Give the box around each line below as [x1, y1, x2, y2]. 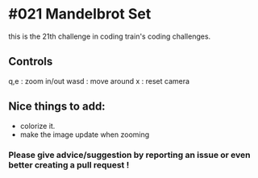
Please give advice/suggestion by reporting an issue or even [8, 150, 251, 161]
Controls [8, 55, 53, 68]
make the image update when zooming [19, 130, 150, 139]
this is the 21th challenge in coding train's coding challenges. [8, 31, 211, 41]
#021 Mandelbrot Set [8, 5, 152, 23]
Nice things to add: [8, 100, 106, 114]
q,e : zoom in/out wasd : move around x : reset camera [8, 76, 190, 85]
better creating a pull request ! [8, 159, 130, 171]
